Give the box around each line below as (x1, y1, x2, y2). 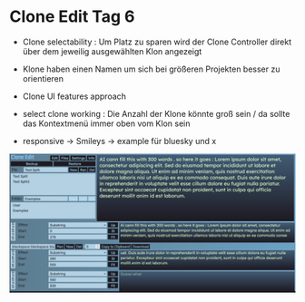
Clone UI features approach (22, 91, 127, 102)
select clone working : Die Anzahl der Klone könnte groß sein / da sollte (22, 108, 290, 119)
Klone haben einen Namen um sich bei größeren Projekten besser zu (22, 63, 280, 74)
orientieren (22, 73, 64, 83)
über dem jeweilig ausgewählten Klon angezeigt (22, 45, 202, 56)
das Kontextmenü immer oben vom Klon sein (22, 118, 191, 129)
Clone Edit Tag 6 (9, 6, 135, 27)
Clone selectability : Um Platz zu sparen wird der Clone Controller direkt (22, 36, 292, 47)
